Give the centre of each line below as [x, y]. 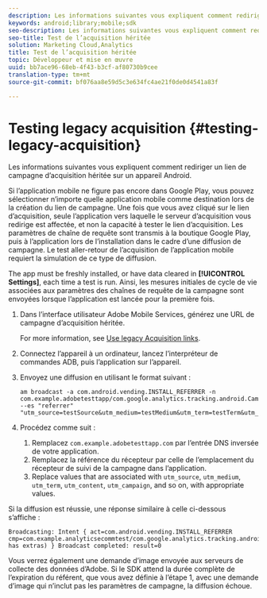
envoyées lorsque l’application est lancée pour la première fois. [112, 299]
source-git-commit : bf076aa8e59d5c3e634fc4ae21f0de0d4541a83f [113, 82]
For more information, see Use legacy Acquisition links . [110, 338]
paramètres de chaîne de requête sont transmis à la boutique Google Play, [130, 233]
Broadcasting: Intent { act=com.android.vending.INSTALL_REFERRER [120, 532]
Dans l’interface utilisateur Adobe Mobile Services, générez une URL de [137, 314]
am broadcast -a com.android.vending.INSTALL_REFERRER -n [118, 392]
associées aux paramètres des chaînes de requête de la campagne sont [126, 291]
